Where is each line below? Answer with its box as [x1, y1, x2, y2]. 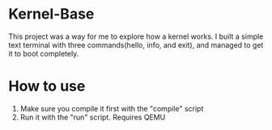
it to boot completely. [8, 48, 79, 58]
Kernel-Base [8, 5, 95, 23]
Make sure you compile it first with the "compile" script [19, 103, 204, 113]
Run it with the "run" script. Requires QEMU [19, 112, 166, 122]
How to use [8, 78, 86, 95]
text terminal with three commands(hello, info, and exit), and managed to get [8, 40, 264, 49]
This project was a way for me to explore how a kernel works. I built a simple [8, 31, 264, 41]
